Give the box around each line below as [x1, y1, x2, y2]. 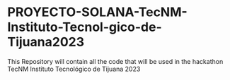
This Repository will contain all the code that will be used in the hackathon [7, 57, 224, 65]
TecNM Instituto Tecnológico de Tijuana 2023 [7, 65, 141, 73]
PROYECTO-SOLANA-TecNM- [7, 4, 188, 20]
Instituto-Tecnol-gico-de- [7, 19, 163, 35]
